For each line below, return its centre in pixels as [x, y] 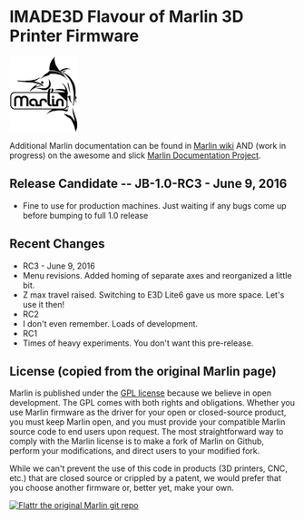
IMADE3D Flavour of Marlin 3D [127, 17]
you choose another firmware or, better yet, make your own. [122, 488]
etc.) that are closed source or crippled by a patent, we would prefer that [145, 478]
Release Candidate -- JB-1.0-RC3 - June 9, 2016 [148, 184]
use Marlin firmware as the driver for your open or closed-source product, [148, 412]
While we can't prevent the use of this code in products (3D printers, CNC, [149, 468]
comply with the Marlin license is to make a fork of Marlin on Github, [137, 441]
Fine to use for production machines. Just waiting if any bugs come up [155, 205]
